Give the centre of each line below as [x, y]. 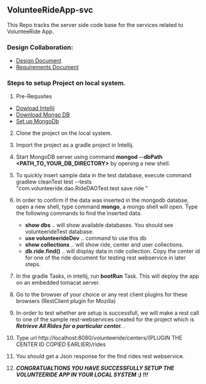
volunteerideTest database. [59, 232]
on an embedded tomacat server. [58, 283]
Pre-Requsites [34, 96]
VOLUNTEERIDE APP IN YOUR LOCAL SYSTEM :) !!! [82, 375]
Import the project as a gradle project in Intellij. [75, 145]
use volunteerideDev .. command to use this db [86, 238]
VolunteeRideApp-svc [50, 10]
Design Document [39, 61]
